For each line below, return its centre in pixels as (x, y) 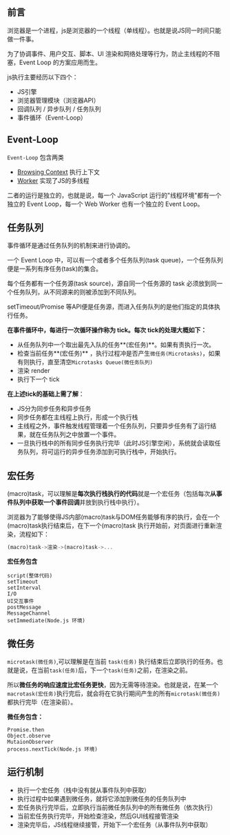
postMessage (24, 607)
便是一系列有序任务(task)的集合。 (54, 269)
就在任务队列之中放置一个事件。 (75, 434)
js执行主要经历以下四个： (43, 77)
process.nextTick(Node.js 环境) (52, 749)
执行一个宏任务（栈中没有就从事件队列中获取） (83, 790)
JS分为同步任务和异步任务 (54, 409)
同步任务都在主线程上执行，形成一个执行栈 (77, 417)
